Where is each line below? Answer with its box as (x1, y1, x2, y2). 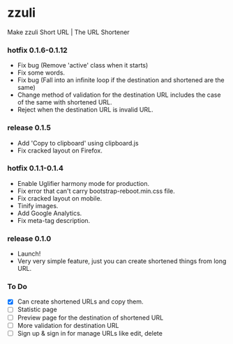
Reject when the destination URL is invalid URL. (17, 106, 153, 114)
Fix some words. (17, 68, 65, 77)
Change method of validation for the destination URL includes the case (17, 91, 221, 99)
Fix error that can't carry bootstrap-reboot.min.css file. (17, 187, 176, 195)
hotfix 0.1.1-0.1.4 (7, 164, 64, 173)
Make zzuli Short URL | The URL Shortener (7, 28, 130, 36)
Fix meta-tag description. (17, 216, 91, 224)
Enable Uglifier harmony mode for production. (17, 179, 150, 187)
